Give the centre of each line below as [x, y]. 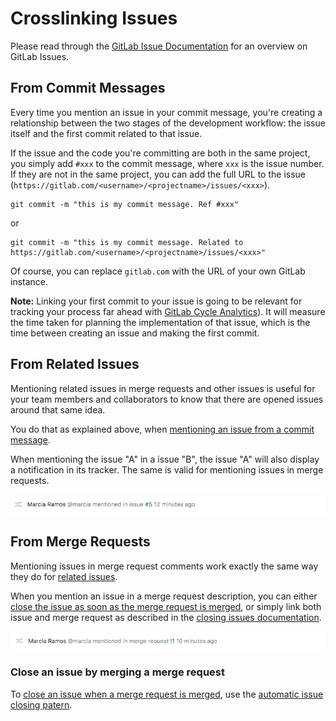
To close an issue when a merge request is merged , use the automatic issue [167, 694]
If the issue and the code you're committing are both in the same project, [160, 153]
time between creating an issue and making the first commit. [135, 333]
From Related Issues [75, 364]
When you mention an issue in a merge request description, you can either [164, 596]
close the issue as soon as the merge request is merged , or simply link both [166, 606]
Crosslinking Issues [94, 18]
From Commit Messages [88, 88]
